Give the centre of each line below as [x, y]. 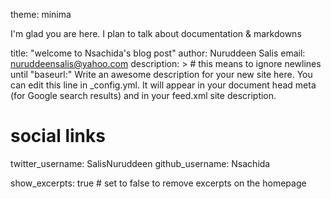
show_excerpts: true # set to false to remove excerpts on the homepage [158, 183]
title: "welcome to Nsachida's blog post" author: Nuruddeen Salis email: [158, 53]
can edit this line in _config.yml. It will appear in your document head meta [163, 85]
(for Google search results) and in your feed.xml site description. [143, 95]
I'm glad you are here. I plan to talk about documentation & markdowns [156, 33]
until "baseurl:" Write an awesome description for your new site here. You [161, 74]
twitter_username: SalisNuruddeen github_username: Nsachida [140, 163]
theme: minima [41, 14]
